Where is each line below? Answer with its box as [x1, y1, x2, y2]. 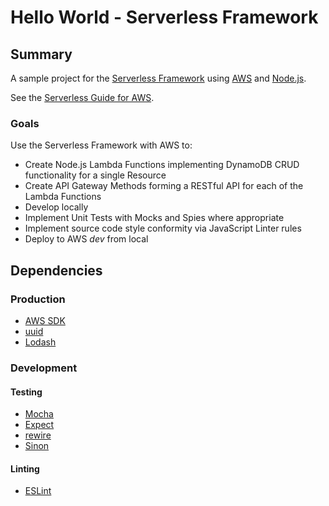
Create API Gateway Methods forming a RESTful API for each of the [24, 180, 304, 192]
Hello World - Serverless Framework [10, 6, 319, 29]
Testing [10, 386, 43, 398]
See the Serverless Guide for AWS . [10, 92, 155, 103]
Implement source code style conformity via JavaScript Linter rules [24, 222, 302, 235]
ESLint [24, 485, 52, 497]
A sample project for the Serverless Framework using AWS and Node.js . [10, 72, 307, 84]
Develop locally [24, 201, 89, 213]
